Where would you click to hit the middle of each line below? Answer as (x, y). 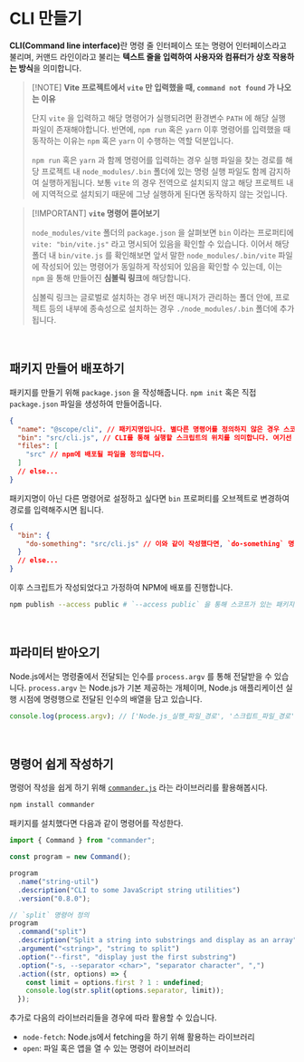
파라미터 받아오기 (55, 653)
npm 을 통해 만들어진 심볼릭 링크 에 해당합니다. (111, 278)
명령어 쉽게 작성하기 (62, 764)
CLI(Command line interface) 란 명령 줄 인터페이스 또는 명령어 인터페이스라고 (148, 45)
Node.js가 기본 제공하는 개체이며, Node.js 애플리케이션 (186, 687)
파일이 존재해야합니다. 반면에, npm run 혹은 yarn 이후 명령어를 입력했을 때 (161, 129)
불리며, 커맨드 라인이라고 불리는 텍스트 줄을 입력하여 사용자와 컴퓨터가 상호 (140, 56)
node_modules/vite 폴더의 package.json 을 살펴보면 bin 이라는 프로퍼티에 (162, 232)
